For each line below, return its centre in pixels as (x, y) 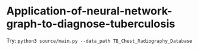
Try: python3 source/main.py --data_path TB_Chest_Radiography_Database (99, 40)
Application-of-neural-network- (89, 11)
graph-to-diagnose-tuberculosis (91, 24)
